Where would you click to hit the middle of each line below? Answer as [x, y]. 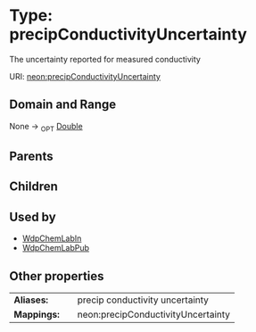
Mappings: [37, 314]
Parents [31, 156]
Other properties [57, 276]
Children [33, 187]
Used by [33, 216]
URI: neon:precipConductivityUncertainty [85, 76]
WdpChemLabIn [52, 238]
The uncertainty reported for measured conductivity [105, 59]
